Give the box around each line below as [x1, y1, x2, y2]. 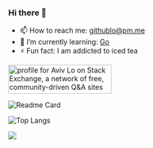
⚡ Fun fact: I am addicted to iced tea [19, 46, 139, 56]
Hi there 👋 [8, 7, 48, 18]
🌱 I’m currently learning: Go [19, 37, 109, 47]
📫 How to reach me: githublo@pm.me [19, 25, 145, 35]
